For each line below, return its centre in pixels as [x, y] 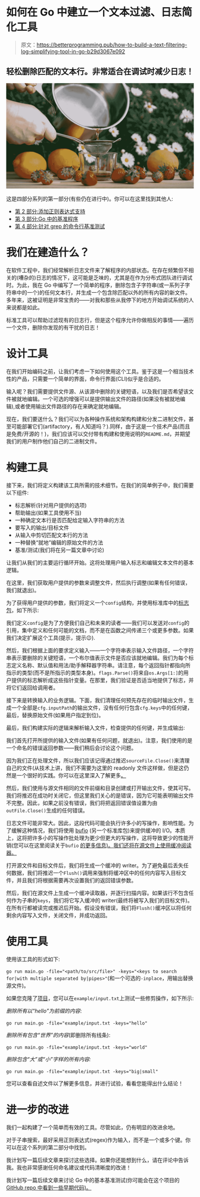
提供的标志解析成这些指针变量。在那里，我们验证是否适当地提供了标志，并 [102, 680]
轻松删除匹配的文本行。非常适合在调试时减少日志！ [100, 72]
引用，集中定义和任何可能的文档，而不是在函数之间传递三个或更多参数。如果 [100, 630]
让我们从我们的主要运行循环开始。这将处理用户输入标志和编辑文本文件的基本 [100, 562]
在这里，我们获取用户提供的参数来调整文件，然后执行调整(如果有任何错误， [99, 583]
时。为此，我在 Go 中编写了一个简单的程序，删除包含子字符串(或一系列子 [96, 285]
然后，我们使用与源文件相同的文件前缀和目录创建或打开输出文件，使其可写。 [100, 788]
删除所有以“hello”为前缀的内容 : [44, 1011]
